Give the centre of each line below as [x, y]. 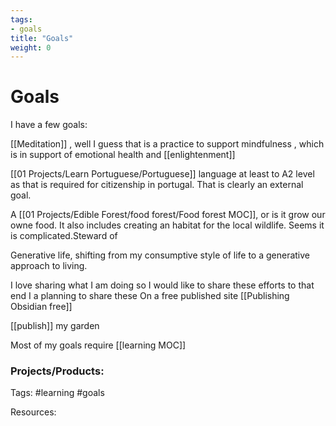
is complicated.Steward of [64, 236]
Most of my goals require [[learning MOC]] [98, 345]
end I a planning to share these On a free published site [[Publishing [150, 296]
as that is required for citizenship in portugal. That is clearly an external [157, 185]
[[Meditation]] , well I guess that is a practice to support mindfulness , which [167, 144]
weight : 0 [31, 47]
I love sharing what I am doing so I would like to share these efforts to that [162, 285]
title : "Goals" [42, 38]
